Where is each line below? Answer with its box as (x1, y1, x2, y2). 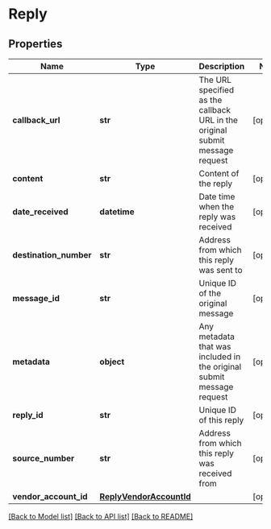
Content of (198, 168, 240, 179)
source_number (12, 453, 75, 464)
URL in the (198, 114, 238, 126)
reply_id (12, 410, 44, 420)
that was (198, 341, 231, 352)
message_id (12, 293, 60, 304)
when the (198, 201, 235, 212)
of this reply (198, 415, 244, 425)
